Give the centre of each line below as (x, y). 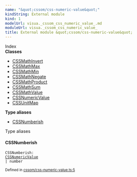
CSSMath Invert (27, 61)
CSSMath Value (27, 92)
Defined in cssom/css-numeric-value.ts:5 (40, 170)
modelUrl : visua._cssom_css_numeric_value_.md (54, 23)
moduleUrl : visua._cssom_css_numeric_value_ (51, 28)
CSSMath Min (26, 71)
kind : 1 (13, 19)
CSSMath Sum (26, 87)
